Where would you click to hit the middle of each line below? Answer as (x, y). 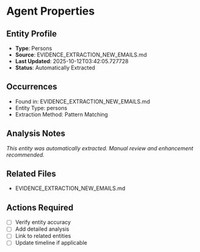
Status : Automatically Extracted (55, 68)
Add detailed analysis (42, 229)
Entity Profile (31, 34)
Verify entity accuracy (43, 222)
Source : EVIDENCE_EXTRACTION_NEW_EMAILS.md (81, 55)
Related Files (31, 174)
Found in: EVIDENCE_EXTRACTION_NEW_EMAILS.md (83, 101)
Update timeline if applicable (51, 243)
